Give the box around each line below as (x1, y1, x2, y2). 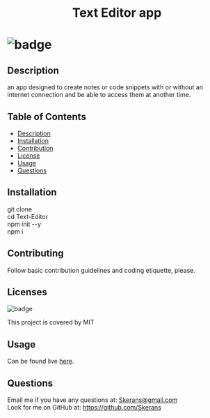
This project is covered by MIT (7, 318, 95, 327)
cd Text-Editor (7, 212, 49, 221)
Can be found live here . (7, 357, 74, 366)
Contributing (7, 248, 64, 260)
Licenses (7, 286, 47, 298)
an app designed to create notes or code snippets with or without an (7, 83, 204, 91)
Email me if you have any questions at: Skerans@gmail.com (7, 396, 178, 404)
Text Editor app (72, 5, 162, 21)
